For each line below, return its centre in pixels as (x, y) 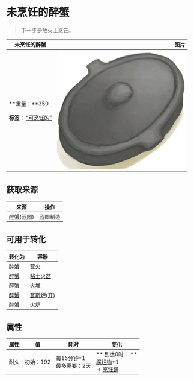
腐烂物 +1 (107, 362)
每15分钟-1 (71, 358)
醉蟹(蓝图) (21, 216)
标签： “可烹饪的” (30, 118)
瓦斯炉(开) (42, 295)
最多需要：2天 (74, 365)
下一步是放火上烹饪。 (47, 30)
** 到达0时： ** (117, 354)
